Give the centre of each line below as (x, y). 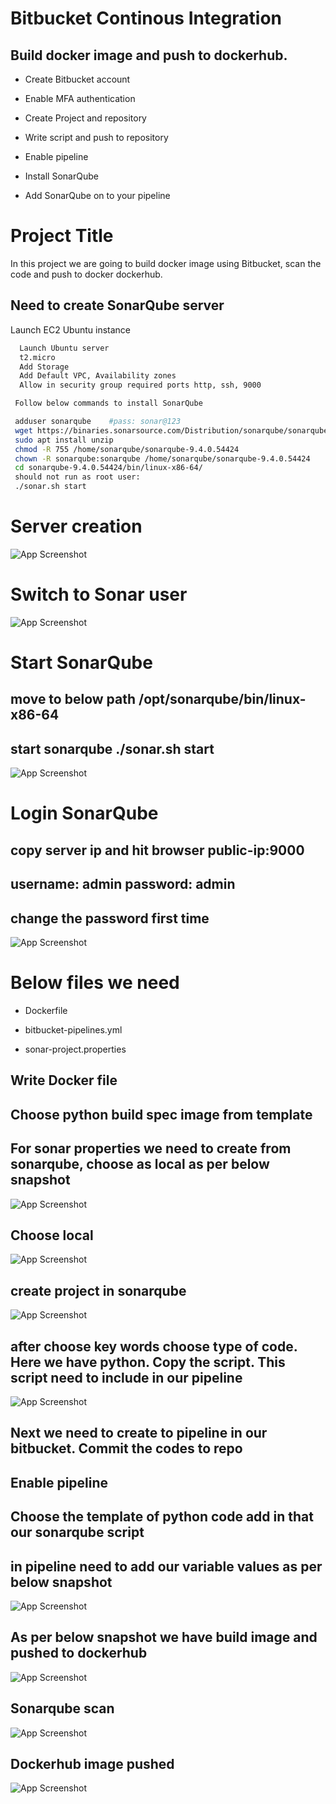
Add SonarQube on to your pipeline (97, 195)
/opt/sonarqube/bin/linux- (222, 699)
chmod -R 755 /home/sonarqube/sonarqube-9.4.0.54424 (127, 449)
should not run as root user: (77, 477)
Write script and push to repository (96, 137)
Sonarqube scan (62, 1708)
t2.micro (37, 357)
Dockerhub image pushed (92, 1764)
